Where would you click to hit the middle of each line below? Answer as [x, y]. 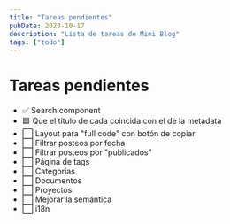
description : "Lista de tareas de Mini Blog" [94, 34]
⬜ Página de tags [56, 162]
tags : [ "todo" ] [37, 42]
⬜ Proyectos [47, 190]
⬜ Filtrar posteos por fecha [73, 143]
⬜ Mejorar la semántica [67, 199]
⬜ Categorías [48, 171]
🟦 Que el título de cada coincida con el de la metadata [122, 121]
